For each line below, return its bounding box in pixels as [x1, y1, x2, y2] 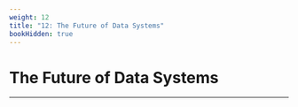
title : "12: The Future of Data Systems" [9, 21, 165, 30]
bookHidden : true [9, 29, 74, 38]
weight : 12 [9, 12, 50, 22]
